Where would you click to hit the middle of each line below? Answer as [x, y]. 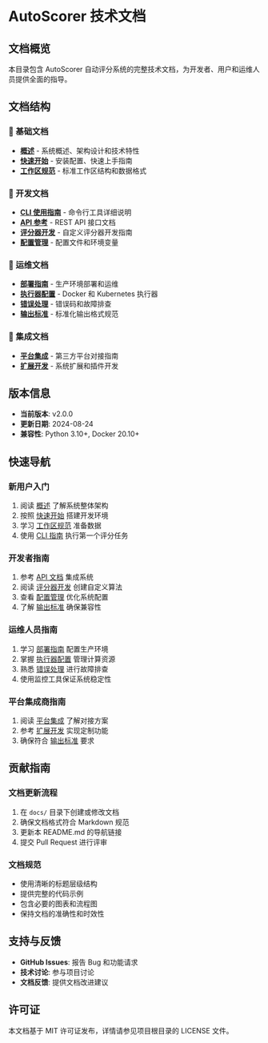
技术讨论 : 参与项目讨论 [57, 972]
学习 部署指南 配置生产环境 [64, 648]
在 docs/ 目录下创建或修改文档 [70, 812]
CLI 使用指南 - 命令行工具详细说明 [76, 212]
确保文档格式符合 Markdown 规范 [74, 822]
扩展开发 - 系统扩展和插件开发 [69, 366]
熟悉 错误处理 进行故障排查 [64, 668]
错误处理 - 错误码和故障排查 [66, 304]
